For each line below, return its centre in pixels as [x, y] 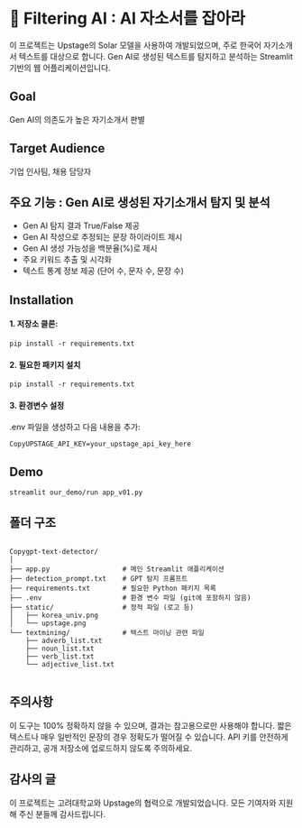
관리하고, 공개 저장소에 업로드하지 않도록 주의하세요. [101, 748]
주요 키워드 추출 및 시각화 [67, 260]
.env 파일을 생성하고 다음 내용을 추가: [75, 427]
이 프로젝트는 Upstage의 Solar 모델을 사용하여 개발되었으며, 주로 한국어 [136, 45]
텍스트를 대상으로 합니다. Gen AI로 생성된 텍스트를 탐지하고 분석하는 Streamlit [156, 56]
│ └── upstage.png [48, 623]
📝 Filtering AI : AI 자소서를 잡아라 [128, 18]
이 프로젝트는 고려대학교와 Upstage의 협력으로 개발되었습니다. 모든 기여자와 [143, 803]
